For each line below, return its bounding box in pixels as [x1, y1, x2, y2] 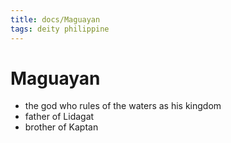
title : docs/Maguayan [10, 14, 101, 25]
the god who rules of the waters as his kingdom [24, 100, 222, 112]
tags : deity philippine [10, 24, 110, 34]
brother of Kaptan [24, 121, 99, 133]
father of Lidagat [24, 111, 95, 123]
